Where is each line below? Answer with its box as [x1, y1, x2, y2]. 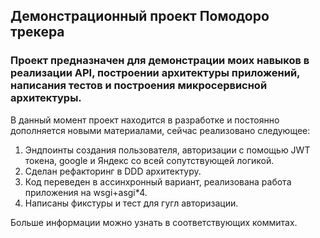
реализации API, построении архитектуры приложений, [10, 66, 301, 80]
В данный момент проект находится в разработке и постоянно [10, 114, 280, 126]
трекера [10, 24, 65, 41]
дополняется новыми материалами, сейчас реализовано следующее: [10, 124, 311, 136]
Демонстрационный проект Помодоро [10, 8, 270, 25]
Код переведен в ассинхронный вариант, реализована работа [24, 175, 292, 188]
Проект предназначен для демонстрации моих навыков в [10, 54, 310, 68]
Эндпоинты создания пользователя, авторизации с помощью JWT [24, 144, 311, 156]
